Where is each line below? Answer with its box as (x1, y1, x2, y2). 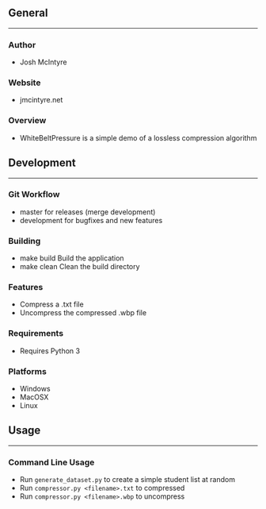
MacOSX (19, 392, 49, 402)
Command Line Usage (8, 457, 95, 468)
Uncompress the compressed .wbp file (19, 308, 147, 318)
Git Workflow (8, 189, 60, 200)
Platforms (8, 365, 47, 376)
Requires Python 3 (19, 345, 81, 356)
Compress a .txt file (19, 299, 85, 309)
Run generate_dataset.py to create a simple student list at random (19, 475, 236, 484)
